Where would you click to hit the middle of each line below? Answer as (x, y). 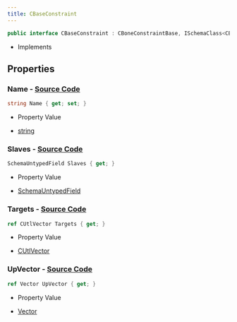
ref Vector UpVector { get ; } (52, 284)
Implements (35, 47)
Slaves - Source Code (45, 149)
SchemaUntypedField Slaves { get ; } (61, 164)
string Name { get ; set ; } (47, 104)
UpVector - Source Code (50, 269)
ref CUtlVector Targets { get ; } (56, 224)
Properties (31, 69)
